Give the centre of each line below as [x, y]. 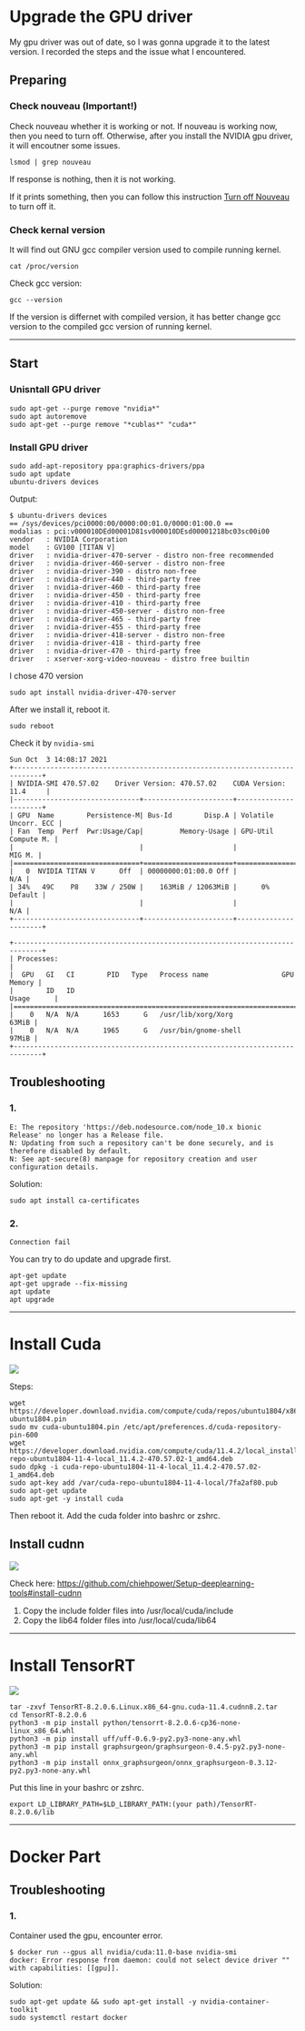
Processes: [38, 959]
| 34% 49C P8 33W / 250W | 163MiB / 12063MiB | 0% [140, 887]
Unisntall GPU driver [55, 390]
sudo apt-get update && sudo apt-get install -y [103, 2002]
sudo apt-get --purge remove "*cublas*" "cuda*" [103, 424]
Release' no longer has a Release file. [87, 1135]
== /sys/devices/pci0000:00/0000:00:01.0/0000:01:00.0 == [121, 523]
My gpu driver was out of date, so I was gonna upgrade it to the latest [140, 42]
